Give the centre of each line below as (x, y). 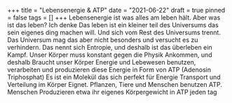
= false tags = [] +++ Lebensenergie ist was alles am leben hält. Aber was (114, 18)
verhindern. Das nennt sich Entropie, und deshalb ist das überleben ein (110, 47)
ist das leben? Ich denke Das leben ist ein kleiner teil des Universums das (113, 25)
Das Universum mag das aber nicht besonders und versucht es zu (103, 40)
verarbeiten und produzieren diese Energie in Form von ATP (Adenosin (109, 70)
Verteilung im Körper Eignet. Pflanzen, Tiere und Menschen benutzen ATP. (115, 84)
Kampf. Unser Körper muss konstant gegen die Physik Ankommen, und (110, 55)
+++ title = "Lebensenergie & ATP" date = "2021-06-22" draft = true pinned (116, 10)
